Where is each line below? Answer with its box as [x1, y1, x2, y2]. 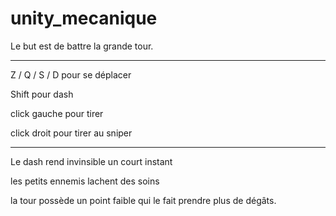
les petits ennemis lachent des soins [10, 175, 160, 187]
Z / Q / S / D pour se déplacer [10, 68, 132, 81]
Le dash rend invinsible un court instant [10, 155, 173, 167]
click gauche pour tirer [10, 107, 104, 119]
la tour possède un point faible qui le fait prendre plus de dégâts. [10, 194, 277, 206]
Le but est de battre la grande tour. [10, 40, 154, 52]
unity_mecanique [10, 7, 158, 30]
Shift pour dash [10, 88, 74, 100]
